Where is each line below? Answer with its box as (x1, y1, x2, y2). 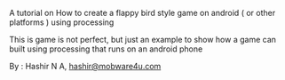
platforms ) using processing (9, 17, 115, 28)
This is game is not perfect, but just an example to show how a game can (9, 35, 277, 44)
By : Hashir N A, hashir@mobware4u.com (9, 61, 162, 71)
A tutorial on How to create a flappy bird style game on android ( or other (9, 8, 276, 18)
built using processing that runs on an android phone (9, 44, 203, 54)
